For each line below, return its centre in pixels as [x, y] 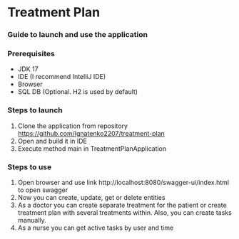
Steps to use [30, 166]
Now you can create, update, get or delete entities [91, 197]
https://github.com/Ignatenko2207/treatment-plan [91, 133]
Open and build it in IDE [52, 141]
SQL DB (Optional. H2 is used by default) [77, 92]
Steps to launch [35, 110]
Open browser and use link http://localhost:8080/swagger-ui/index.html [123, 182]
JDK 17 [28, 69]
